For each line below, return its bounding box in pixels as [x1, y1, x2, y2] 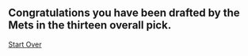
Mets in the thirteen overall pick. [8, 19, 172, 32]
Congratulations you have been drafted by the [8, 6, 240, 20]
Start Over [8, 39, 42, 49]
